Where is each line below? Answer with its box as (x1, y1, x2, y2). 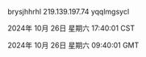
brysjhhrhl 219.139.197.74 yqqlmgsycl (7, 7, 130, 16)
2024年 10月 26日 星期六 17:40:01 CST (7, 23, 135, 33)
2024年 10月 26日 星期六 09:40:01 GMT (7, 40, 140, 50)
